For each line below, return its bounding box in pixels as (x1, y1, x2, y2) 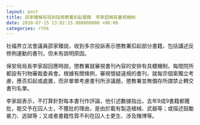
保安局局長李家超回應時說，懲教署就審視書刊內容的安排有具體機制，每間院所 (6, 62, 194, 70)
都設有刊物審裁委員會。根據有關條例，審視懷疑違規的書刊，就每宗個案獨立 (6, 70, 189, 77)
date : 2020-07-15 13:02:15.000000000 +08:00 (6, 20, 118, 26)
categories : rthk (6, 25, 49, 32)
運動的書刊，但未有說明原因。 (16, 50, 90, 57)
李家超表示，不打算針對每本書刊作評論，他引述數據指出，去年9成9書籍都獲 (6, 98, 190, 105)
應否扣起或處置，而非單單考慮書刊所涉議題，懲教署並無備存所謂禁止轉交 (16, 77, 194, 85)
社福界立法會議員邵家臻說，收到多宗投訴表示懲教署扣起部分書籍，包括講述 (6, 42, 189, 49)
